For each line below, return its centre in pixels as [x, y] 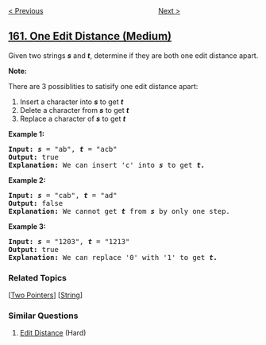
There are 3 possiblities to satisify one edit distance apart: [103, 86]
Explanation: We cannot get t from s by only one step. [119, 211]
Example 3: [27, 226]
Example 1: [27, 134]
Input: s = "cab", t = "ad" [63, 195]
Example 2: [27, 180]
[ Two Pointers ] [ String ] [46, 295]
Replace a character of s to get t [73, 118]
